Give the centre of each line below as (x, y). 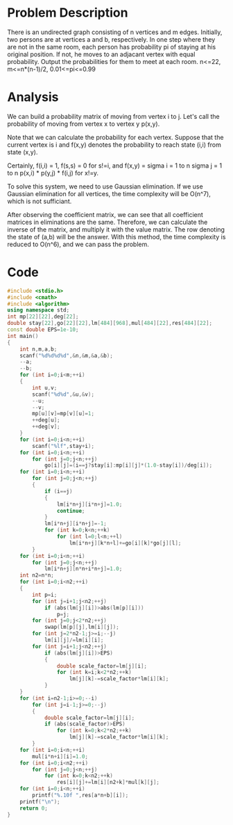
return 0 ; (34, 808)
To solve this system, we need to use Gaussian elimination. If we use (105, 186)
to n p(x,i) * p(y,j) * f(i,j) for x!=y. (53, 173)
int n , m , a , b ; (38, 349)
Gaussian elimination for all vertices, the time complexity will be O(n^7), (109, 193)
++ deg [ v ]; (46, 427)
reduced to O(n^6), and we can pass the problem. (78, 244)
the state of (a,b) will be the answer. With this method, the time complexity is (116, 237)
